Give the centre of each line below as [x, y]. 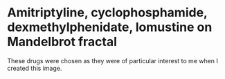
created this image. [35, 68]
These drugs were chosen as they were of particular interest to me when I [112, 60]
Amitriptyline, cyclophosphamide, [107, 13]
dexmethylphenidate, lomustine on [110, 27]
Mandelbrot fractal [62, 42]
